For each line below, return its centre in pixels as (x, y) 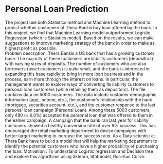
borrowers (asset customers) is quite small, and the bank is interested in (77, 68)
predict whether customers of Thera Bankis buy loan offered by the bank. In (81, 27)
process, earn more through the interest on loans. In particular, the (72, 79)
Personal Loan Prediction (57, 9)
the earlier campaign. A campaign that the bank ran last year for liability (77, 120)
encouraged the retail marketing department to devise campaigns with (76, 131)
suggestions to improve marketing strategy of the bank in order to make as (80, 43)
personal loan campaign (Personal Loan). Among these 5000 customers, (78, 110)
